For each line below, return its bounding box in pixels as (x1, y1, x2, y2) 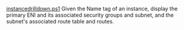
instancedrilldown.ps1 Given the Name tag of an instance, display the (6, 5, 178, 12)
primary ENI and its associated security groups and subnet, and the (6, 11, 174, 19)
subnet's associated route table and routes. (6, 18, 115, 25)
